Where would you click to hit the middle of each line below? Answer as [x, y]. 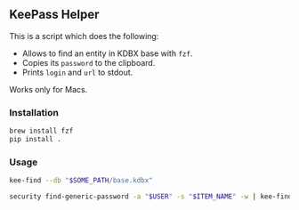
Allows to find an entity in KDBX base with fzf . [107, 53]
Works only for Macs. [48, 89]
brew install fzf [41, 131]
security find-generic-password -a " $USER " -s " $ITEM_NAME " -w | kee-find [151, 197]
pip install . [36, 139]
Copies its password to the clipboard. [89, 62]
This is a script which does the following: [84, 36]
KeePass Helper [54, 15]
